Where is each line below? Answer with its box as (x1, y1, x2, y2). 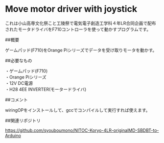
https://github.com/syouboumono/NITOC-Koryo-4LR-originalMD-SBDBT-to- (5, 127, 159, 133)
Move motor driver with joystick (5, 3, 138, 15)
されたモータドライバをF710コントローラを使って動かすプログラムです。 (5, 26, 151, 32)
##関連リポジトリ (5, 118, 41, 123)
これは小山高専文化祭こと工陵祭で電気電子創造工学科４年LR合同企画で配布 (5, 20, 156, 26)
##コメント (5, 96, 28, 102)
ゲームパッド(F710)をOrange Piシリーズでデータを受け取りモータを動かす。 (5, 47, 157, 53)
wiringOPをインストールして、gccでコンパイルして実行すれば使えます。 (5, 107, 150, 113)
